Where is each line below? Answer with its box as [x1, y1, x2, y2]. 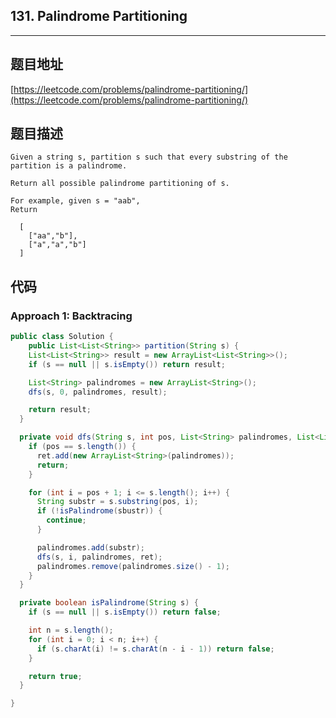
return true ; [28, 671, 83, 681]
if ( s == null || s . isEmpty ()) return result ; [28, 359, 226, 369]
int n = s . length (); [28, 625, 114, 635]
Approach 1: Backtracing [10, 309, 133, 323]
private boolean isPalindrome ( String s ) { [19, 598, 199, 608]
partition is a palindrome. [10, 161, 128, 171]
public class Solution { [10, 332, 114, 342]
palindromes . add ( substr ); [36, 542, 145, 553]
